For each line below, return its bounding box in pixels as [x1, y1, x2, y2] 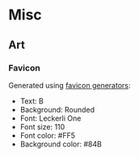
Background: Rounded [19, 104, 95, 114]
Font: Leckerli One [19, 113, 82, 123]
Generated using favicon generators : [8, 80, 131, 90]
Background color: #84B [19, 139, 103, 149]
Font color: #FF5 [19, 130, 75, 140]
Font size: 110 [19, 121, 65, 131]
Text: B [19, 95, 44, 106]
